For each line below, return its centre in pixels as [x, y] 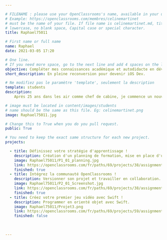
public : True [19, 128]
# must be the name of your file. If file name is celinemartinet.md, [80, 23]
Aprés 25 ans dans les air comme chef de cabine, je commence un [83, 97]
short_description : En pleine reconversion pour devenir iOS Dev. [75, 74]
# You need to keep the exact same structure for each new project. [78, 137]
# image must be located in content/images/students [61, 106]
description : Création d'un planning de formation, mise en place [84, 156]
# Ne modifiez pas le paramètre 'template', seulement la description [80, 83]
